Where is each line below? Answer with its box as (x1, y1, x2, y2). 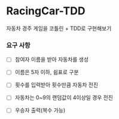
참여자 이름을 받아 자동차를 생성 (14, 56, 89, 63)
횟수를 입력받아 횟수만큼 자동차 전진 (14, 81, 99, 89)
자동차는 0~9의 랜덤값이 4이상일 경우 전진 (14, 94, 114, 101)
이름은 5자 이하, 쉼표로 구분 (14, 69, 79, 76)
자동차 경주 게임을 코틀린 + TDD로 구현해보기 (6, 25, 112, 32)
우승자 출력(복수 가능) (14, 106, 66, 114)
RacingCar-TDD (6, 4, 86, 18)
